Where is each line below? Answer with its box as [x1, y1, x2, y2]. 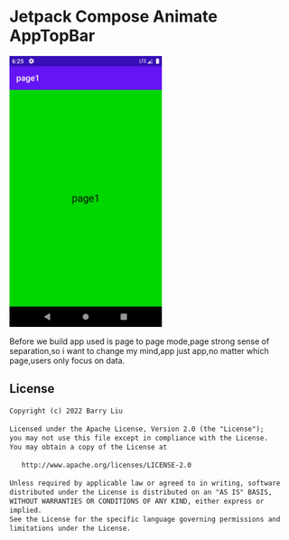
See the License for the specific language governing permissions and [9, 515, 281, 524]
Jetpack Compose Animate [9, 6, 219, 27]
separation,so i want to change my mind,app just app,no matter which [9, 345, 269, 356]
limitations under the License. [9, 524, 131, 533]
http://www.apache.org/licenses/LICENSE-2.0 [21, 461, 192, 470]
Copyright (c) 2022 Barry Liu [9, 406, 124, 415]
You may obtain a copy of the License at [9, 442, 168, 452]
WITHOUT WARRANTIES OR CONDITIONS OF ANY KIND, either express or [9, 497, 265, 506]
